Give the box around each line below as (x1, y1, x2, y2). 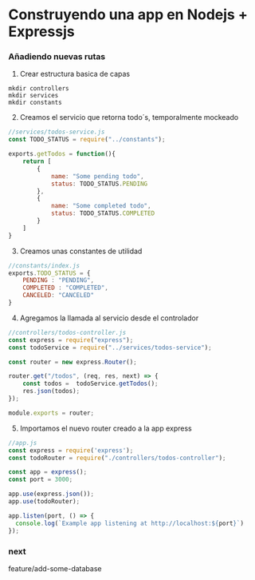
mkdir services (8, 92, 59, 100)
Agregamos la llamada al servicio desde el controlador (19, 313, 199, 323)
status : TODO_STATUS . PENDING (50, 180, 148, 188)
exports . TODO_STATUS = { (8, 269, 91, 277)
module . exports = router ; (8, 409, 94, 417)
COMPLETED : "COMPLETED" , (22, 284, 109, 292)
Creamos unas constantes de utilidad (19, 246, 143, 256)
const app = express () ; (8, 468, 88, 476)
